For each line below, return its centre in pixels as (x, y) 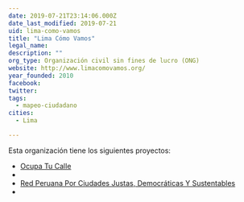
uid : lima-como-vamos (45, 31)
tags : (17, 98)
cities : (21, 113)
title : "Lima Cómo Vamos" (52, 38)
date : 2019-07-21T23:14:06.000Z (62, 16)
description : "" (35, 53)
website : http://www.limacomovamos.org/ (77, 68)
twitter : (23, 91)
